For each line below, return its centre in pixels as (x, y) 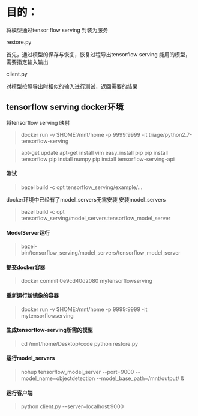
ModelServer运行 (28, 232)
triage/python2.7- (170, 134)
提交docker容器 (26, 267)
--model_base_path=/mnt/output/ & (140, 378)
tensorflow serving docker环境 (65, 107)
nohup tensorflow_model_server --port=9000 (77, 372)
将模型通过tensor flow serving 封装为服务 (57, 30)
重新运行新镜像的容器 (32, 295)
